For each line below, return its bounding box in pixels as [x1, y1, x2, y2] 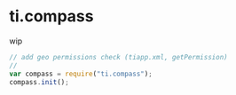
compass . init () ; [9, 77, 69, 86]
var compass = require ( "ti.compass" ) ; [9, 69, 153, 78]
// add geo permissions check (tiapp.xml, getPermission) [9, 52, 228, 61]
